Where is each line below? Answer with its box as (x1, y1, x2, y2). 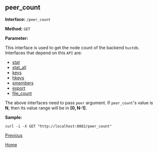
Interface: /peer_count (5, 16, 51, 22)
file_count (12, 90, 32, 96)
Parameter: (5, 35, 28, 41)
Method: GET (5, 26, 31, 32)
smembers (12, 80, 34, 86)
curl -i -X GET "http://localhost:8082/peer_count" (5, 124, 112, 129)
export (12, 85, 26, 91)
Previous (5, 132, 23, 138)
